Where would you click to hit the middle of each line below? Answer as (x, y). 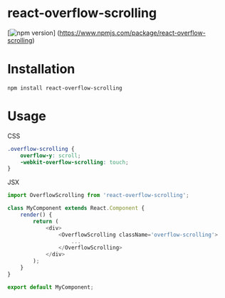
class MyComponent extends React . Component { (76, 208)
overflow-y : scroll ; (51, 155)
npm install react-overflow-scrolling (65, 88)
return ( (46, 221)
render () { (36, 215)
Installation (41, 69)
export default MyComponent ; (51, 287)
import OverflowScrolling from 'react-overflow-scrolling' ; (99, 196)
